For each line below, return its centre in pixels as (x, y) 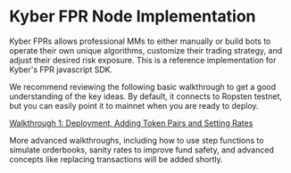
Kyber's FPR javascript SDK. (61, 70)
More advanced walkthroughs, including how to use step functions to (137, 140)
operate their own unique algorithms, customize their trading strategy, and (146, 50)
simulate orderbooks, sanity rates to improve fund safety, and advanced (141, 150)
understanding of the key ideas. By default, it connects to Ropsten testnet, (146, 96)
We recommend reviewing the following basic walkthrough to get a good (143, 86)
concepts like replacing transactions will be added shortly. (116, 159)
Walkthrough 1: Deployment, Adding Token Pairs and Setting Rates (131, 123)
